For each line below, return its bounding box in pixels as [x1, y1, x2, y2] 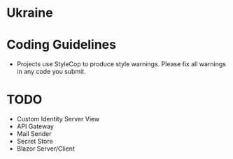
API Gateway [16, 122, 54, 130]
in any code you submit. [16, 68, 86, 76]
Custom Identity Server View [16, 115, 100, 123]
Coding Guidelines [6, 37, 117, 53]
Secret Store [16, 137, 53, 146]
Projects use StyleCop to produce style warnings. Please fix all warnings [16, 60, 227, 68]
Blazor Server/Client [16, 144, 75, 153]
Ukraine [6, 5, 53, 21]
